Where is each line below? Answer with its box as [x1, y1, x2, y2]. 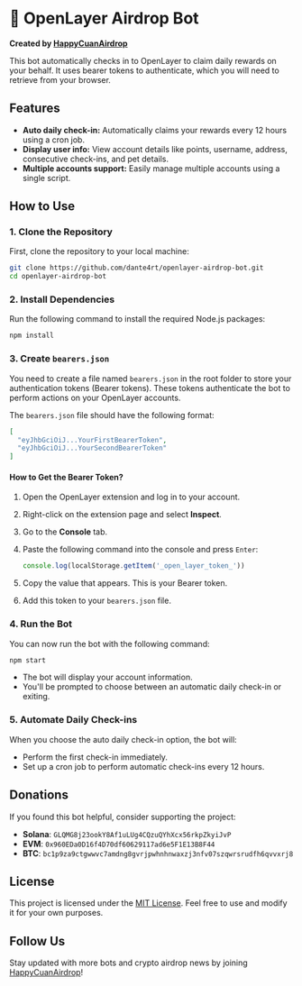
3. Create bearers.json [9, 352, 110, 365]
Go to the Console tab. [22, 526, 108, 537]
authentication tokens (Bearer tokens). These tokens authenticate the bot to [9, 382, 291, 393]
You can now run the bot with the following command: [9, 638, 210, 649]
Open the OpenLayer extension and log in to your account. [22, 491, 241, 503]
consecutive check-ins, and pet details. [22, 153, 169, 164]
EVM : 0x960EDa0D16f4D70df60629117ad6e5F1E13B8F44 [22, 838, 215, 849]
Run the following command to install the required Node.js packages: [9, 314, 266, 324]
